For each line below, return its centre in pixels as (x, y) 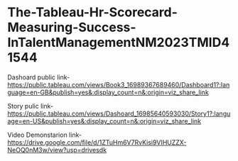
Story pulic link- (31, 106)
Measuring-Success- (72, 27)
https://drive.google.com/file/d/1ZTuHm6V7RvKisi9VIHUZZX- (97, 142)
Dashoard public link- (39, 77)
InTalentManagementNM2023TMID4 (119, 43)
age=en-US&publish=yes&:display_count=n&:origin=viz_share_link (104, 121)
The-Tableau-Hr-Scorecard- (92, 12)
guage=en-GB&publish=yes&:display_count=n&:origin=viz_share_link (108, 92)
